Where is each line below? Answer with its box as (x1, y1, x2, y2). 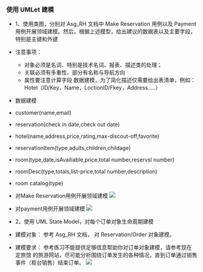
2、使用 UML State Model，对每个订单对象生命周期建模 (15, 218, 154, 225)
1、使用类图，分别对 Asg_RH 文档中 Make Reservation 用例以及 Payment (15, 20, 197, 28)
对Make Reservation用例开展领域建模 (15, 192, 108, 200)
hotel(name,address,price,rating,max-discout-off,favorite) (15, 132, 159, 140)
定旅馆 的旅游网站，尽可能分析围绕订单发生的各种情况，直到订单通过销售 (15, 251, 198, 259)
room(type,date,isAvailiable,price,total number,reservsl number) (15, 156, 175, 163)
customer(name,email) (15, 109, 72, 117)
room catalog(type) (15, 180, 64, 187)
